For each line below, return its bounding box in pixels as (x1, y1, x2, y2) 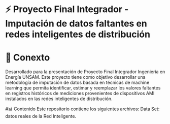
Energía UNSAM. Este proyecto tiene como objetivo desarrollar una (5, 74, 146, 80)
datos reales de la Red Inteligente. (5, 113, 77, 119)
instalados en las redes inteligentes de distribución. (5, 96, 113, 102)
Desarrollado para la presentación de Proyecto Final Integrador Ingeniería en (5, 69, 165, 75)
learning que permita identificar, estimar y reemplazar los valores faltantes (5, 85, 161, 91)
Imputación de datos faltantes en (5, 18, 147, 29)
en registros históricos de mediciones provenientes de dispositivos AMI (5, 90, 155, 97)
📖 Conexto (5, 52, 50, 64)
